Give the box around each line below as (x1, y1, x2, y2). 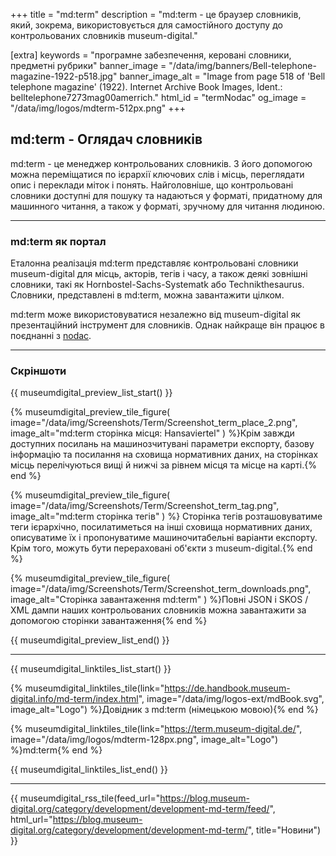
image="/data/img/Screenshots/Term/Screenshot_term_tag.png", (10, 500, 280, 512)
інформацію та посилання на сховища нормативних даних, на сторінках (10, 449, 319, 461)
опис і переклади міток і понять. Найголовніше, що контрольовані (10, 179, 294, 191)
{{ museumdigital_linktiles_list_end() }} (10, 764, 168, 776)
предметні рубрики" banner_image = (10, 60, 167, 71)
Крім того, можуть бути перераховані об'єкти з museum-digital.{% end (10, 542, 313, 554)
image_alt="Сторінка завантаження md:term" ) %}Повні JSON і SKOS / (10, 594, 309, 606)
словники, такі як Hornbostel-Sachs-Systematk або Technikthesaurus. (10, 279, 305, 291)
